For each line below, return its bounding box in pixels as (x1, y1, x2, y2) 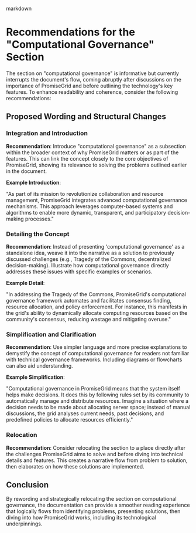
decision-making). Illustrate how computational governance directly (6, 262, 169, 269)
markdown (6, 5, 32, 12)
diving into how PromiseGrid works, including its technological (6, 514, 156, 521)
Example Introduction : (6, 179, 61, 186)
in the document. (6, 167, 47, 175)
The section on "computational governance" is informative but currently (6, 70, 180, 77)
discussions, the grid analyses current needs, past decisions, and (6, 410, 164, 417)
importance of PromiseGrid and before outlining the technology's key (6, 82, 173, 89)
